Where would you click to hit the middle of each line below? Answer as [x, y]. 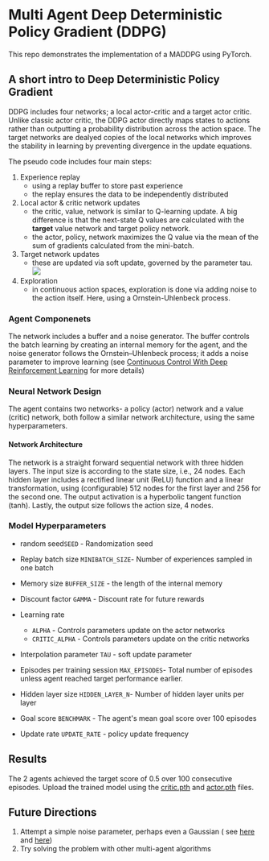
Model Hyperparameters [57, 526]
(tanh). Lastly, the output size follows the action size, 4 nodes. [111, 505]
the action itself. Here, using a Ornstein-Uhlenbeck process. [131, 298]
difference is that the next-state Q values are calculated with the [138, 220]
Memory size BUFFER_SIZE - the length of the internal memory [121, 583]
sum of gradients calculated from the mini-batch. [113, 245]
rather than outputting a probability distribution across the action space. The [134, 128]
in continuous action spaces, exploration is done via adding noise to [144, 289]
